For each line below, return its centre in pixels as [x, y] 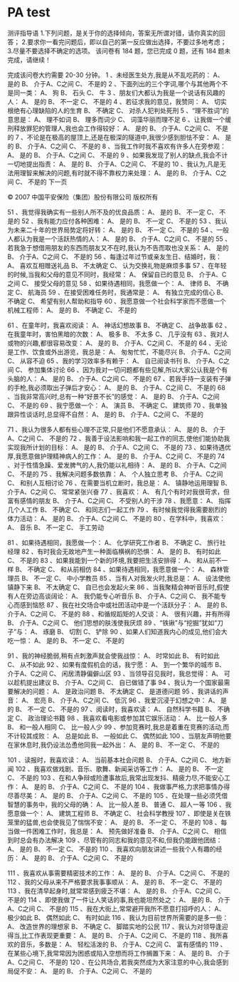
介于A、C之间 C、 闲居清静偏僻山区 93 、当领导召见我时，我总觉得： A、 [115, 673]
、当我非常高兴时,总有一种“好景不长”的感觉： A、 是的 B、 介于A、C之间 [113, 396]
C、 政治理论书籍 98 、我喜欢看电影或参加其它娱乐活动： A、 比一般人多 [121, 718]
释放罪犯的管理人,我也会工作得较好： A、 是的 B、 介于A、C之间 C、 [114, 128]
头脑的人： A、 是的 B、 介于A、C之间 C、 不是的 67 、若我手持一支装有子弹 [119, 378]
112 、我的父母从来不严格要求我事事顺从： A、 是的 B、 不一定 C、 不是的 [115, 882]
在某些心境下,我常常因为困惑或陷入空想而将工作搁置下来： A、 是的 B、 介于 [119, 953]
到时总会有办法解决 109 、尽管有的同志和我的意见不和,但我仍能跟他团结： [115, 840]
